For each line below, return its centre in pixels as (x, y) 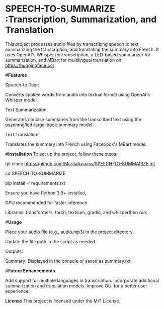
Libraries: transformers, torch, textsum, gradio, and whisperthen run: (76, 212)
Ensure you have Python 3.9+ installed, (46, 193)
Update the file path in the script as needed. (51, 241)
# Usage (14, 222)
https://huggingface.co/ (30, 65)
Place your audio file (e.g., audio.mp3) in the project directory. (70, 232)
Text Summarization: (26, 110)
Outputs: (14, 251)
